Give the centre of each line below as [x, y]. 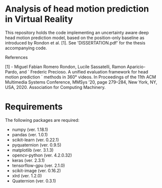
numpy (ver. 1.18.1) [30, 130]
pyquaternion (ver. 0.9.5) [37, 145]
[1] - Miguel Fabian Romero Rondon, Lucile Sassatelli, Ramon [66, 67]
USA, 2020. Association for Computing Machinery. [55, 87]
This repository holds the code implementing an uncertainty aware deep [77, 32]
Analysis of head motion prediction [77, 9]
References [16, 57]
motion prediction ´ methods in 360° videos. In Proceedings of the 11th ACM [81, 77]
